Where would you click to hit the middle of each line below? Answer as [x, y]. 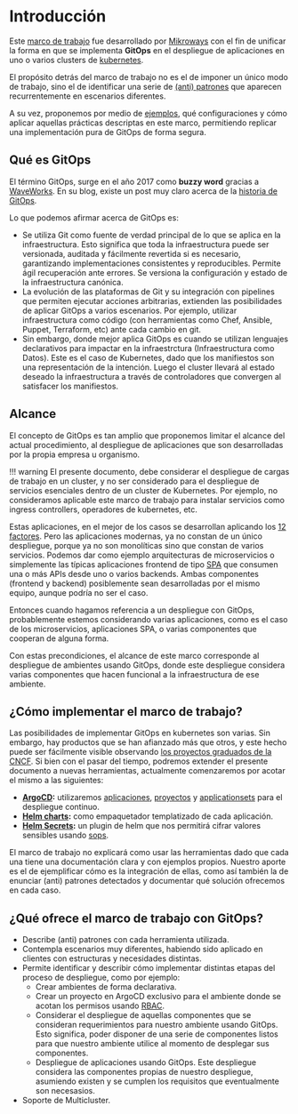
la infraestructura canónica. [72, 282]
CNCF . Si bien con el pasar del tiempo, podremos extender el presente [139, 761]
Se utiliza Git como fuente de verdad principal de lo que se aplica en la [152, 235]
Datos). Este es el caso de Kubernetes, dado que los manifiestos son [148, 357]
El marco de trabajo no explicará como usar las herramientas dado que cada [149, 853]
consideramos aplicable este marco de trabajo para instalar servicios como [147, 500]
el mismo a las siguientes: [56, 781]
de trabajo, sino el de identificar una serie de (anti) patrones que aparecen [145, 86]
